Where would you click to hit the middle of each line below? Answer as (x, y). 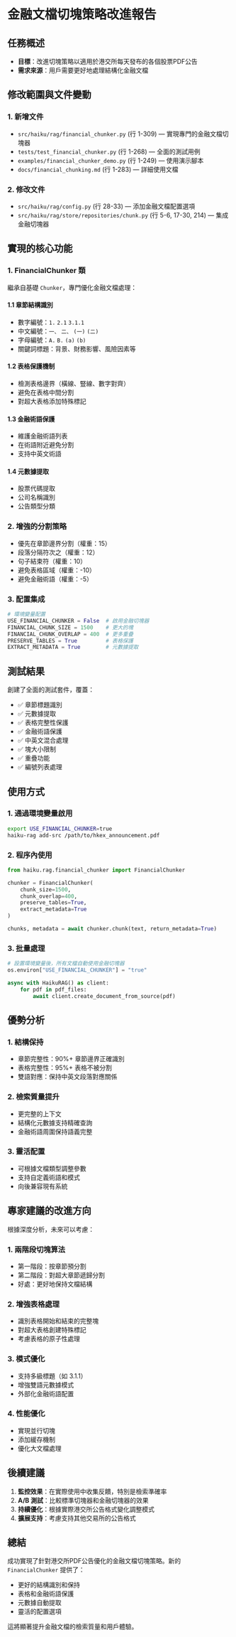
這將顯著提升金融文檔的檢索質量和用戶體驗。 (73, 1627)
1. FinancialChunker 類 (47, 271)
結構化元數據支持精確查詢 (55, 1122)
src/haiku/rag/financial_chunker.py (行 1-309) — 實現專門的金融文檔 (120, 134)
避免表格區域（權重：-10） (56, 570)
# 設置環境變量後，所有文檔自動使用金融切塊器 (66, 964)
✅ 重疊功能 (34, 758)
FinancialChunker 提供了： (46, 1570)
